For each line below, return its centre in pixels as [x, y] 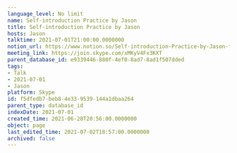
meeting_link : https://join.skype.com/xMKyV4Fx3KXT [85, 54]
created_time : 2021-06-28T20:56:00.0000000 [72, 118]
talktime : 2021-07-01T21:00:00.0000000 [66, 40]
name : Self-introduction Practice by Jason [72, 20]
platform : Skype [31, 92]
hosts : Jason [26, 33]
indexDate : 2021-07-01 [41, 112]
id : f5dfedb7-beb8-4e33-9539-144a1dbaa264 [71, 99]
